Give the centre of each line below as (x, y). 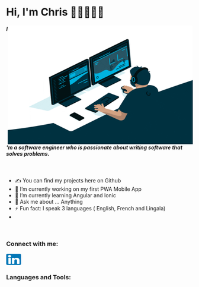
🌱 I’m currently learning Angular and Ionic (65, 195)
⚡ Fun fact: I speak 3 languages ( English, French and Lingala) (90, 209)
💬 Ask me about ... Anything (49, 202)
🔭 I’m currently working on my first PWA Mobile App (78, 189)
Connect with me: (32, 244)
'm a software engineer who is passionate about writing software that (94, 147)
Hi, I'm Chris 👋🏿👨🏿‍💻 (55, 12)
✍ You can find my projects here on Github (68, 181)
